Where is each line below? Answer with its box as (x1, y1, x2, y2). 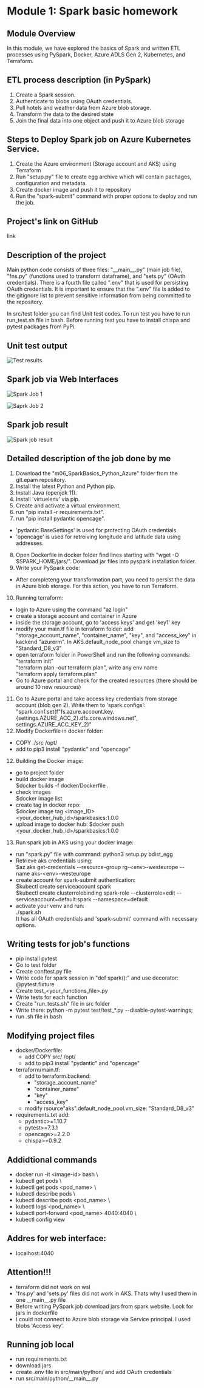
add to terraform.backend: (24, 1072, 91, 1080)
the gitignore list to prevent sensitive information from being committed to (7, 292, 191, 299)
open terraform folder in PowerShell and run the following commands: (15, 651, 191, 658)
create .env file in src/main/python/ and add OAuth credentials (15, 1369, 172, 1376)
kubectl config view (15, 1216, 66, 1223)
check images (15, 788, 51, 796)
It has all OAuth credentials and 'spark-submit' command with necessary (15, 915, 198, 922)
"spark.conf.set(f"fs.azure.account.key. (15, 708, 115, 715)
